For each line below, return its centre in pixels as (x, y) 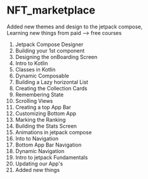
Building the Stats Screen (46, 126)
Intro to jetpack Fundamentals (51, 157)
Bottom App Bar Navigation (48, 145)
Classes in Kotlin (35, 69)
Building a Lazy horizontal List (52, 82)
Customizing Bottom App (46, 113)
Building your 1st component (50, 50)
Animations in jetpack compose (53, 132)
